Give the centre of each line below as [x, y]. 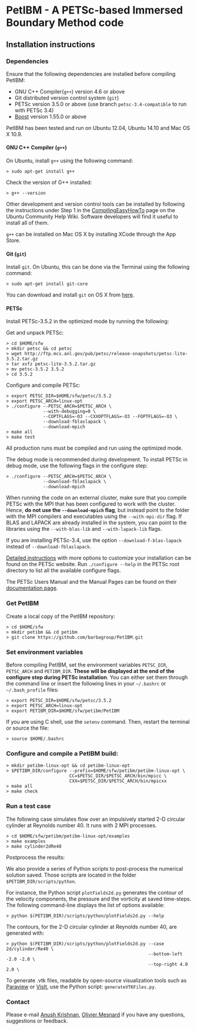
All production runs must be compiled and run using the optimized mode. [95, 448]
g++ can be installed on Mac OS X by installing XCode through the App [91, 234]
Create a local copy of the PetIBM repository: [61, 616]
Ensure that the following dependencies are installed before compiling [91, 73]
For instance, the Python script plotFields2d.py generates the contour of [95, 892]
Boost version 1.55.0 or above [51, 116]
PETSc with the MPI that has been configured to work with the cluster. [91, 504]
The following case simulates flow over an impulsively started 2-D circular [96, 819]
